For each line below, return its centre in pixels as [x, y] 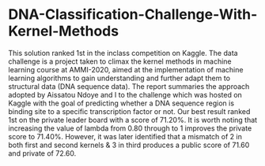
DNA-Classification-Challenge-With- [133, 15]
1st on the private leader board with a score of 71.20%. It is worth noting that [133, 120]
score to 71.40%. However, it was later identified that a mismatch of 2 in [125, 136]
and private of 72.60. [42, 153]
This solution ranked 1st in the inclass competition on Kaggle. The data [123, 53]
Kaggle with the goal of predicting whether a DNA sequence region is [121, 103]
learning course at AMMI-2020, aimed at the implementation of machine [126, 69]
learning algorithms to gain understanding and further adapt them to [119, 78]
